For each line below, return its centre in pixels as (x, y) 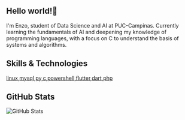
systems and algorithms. (37, 44)
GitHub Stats (31, 97)
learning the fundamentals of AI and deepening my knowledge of (86, 32)
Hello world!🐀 (32, 11)
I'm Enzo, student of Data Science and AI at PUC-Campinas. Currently (92, 25)
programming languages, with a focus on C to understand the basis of (92, 38)
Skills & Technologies (47, 64)
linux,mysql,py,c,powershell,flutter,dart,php (60, 78)
